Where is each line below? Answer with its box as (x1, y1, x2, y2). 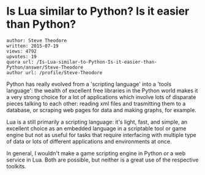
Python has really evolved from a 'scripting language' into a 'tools (6, 80, 172, 87)
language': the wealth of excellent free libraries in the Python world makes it (6, 87, 198, 94)
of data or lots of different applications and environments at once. (6, 138, 172, 145)
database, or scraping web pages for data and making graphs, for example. (6, 106, 197, 114)
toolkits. (6, 162, 26, 169)
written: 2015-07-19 (6, 43, 59, 49)
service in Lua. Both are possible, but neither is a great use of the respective (6, 156, 199, 163)
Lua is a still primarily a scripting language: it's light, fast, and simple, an (6, 118, 188, 125)
